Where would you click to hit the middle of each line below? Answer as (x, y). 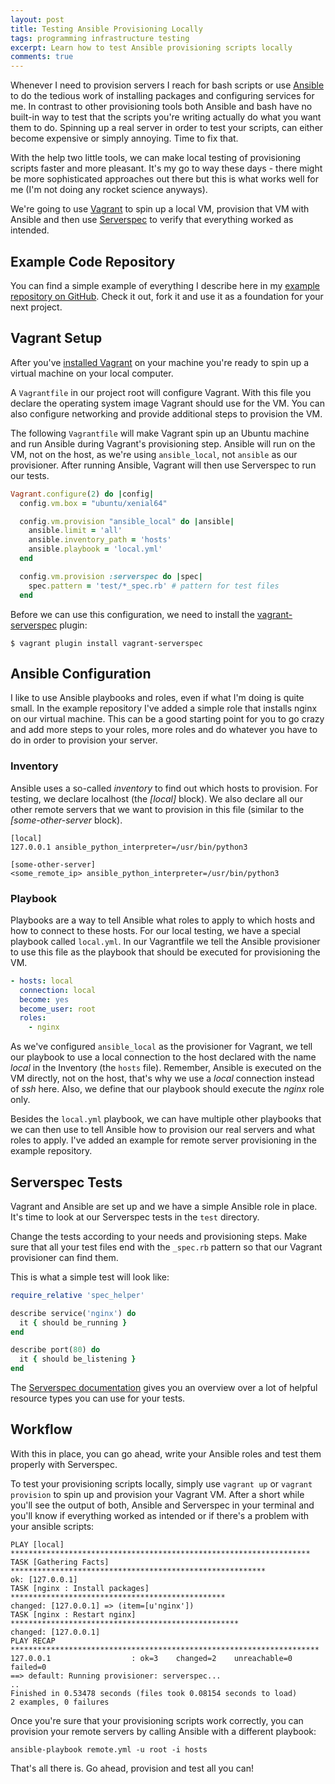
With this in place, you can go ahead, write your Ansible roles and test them (166, 1453)
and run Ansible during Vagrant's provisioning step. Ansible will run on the (163, 443)
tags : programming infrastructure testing (100, 38)
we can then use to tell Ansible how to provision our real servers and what (162, 1130)
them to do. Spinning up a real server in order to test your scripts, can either (167, 128)
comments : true (42, 57)
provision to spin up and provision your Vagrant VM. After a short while (157, 1494)
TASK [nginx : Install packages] (80, 1588)
